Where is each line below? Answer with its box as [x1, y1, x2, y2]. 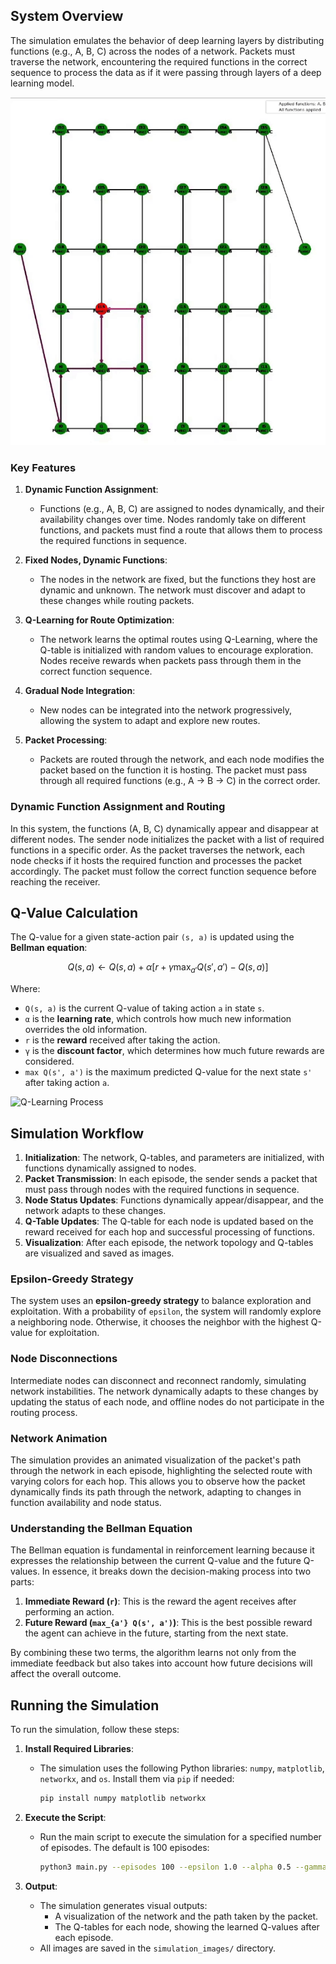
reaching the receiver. [10, 875, 101, 888]
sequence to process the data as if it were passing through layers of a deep [10, 66, 322, 78]
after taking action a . [24, 1077, 110, 1089]
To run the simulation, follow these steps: [10, 1724, 180, 1736]
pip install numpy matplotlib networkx [39, 1794, 207, 1804]
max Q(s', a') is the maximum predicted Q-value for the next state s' [24, 1066, 313, 1078]
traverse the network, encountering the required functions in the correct [10, 55, 308, 68]
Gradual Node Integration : [24, 685, 136, 697]
